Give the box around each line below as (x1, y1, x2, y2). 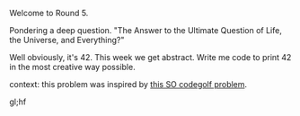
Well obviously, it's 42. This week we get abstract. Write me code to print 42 (9, 52, 292, 62)
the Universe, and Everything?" (9, 35, 125, 45)
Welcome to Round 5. (9, 8, 89, 18)
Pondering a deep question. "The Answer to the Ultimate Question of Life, (9, 25, 283, 35)
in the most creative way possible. (9, 62, 137, 72)
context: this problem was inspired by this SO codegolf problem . (9, 79, 248, 89)
